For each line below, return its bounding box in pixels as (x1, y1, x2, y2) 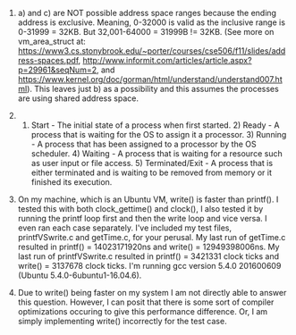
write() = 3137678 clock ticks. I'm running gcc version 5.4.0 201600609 (17, 261, 282, 271)
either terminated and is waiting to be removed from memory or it (30, 167, 273, 178)
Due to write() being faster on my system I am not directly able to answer (17, 288, 287, 297)
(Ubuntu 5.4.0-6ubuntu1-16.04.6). (17, 270, 142, 281)
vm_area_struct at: (17, 36, 87, 46)
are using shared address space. (17, 93, 139, 104)
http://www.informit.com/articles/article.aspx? (82, 55, 252, 65)
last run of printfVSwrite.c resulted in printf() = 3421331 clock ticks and (17, 251, 280, 262)
